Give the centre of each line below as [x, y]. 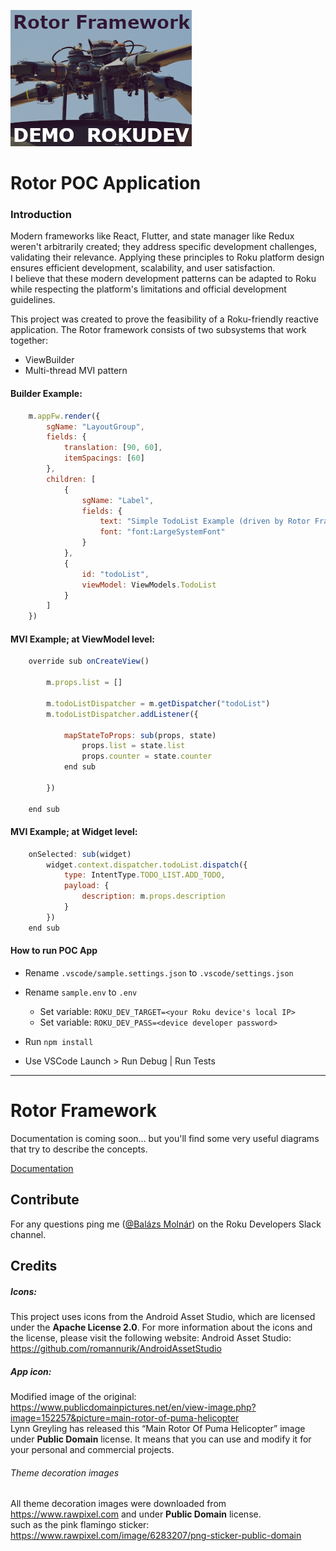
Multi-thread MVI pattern [76, 371]
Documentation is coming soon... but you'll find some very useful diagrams [165, 1138]
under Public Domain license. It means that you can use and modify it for [161, 1439]
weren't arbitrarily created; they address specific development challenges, [163, 247]
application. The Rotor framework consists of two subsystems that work [158, 330]
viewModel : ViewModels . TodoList [149, 585]
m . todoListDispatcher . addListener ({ [122, 714]
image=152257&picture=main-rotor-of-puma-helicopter [125, 1418]
